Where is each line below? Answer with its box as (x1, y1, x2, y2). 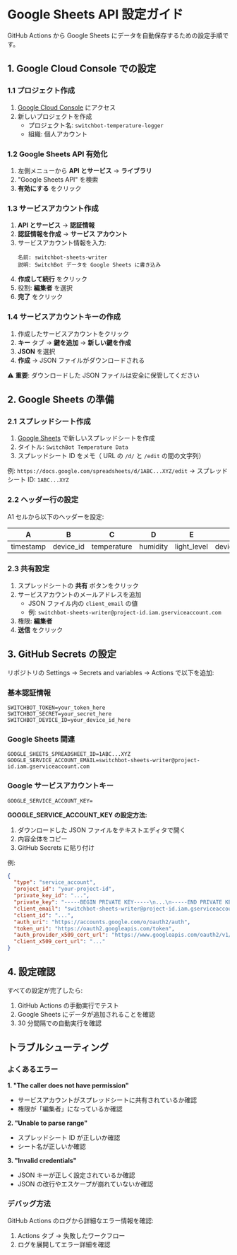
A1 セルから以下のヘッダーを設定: (7, 512, 104, 520)
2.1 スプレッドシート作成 (7, 416, 91, 426)
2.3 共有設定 (7, 564, 50, 573)
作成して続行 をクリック (17, 275, 88, 284)
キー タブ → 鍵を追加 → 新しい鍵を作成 (17, 338, 132, 346)
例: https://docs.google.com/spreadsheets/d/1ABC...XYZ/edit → (7, 467, 195, 475)
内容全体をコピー (17, 834, 68, 843)
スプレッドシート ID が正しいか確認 (17, 1133, 121, 1142)
